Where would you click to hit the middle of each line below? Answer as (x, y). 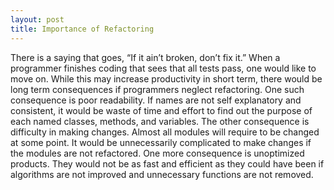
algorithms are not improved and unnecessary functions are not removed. (162, 174)
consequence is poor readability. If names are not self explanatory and (156, 100)
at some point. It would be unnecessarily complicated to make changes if (161, 142)
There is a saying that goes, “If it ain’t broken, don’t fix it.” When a (145, 57)
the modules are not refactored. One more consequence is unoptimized (157, 153)
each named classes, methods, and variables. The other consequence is (160, 121)
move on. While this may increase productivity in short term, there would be (166, 78)
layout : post (37, 19)
